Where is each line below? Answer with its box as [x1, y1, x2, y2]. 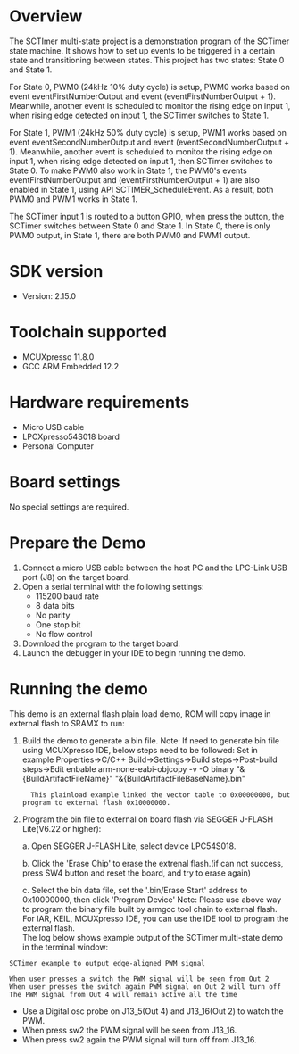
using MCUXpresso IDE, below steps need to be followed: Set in [21, 744, 259, 755]
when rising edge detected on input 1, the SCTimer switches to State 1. [9, 110, 270, 120]
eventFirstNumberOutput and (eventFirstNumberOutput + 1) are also [9, 174, 261, 185]
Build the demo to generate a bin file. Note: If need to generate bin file [21, 734, 279, 746]
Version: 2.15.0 [21, 290, 77, 301]
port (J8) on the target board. [21, 571, 131, 582]
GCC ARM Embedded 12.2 [21, 361, 119, 371]
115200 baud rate [35, 591, 100, 602]
